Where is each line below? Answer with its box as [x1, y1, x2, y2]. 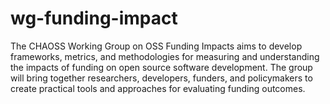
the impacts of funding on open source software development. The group [10, 61, 313, 73]
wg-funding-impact [10, 7, 178, 30]
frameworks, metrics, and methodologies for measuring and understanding [10, 50, 320, 62]
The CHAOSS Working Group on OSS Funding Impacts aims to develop [10, 40, 303, 52]
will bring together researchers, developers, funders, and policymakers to [10, 72, 313, 84]
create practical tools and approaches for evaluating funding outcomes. [10, 82, 306, 94]
